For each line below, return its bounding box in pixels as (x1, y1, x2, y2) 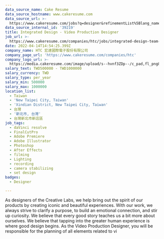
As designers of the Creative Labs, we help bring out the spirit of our (5, 197, 143, 203)
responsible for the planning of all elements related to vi (5, 228, 117, 234)
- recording (9, 161, 34, 166)
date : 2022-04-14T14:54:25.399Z (5, 43, 71, 48)
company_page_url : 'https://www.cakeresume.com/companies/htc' (5, 52, 137, 58)
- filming (9, 152, 29, 157)
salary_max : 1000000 (5, 84, 47, 89)
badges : (5, 175, 21, 180)
